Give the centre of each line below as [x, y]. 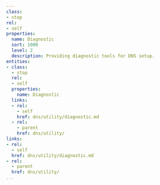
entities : [18, 61]
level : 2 [22, 51]
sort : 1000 [25, 45]
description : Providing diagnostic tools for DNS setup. [83, 56]
